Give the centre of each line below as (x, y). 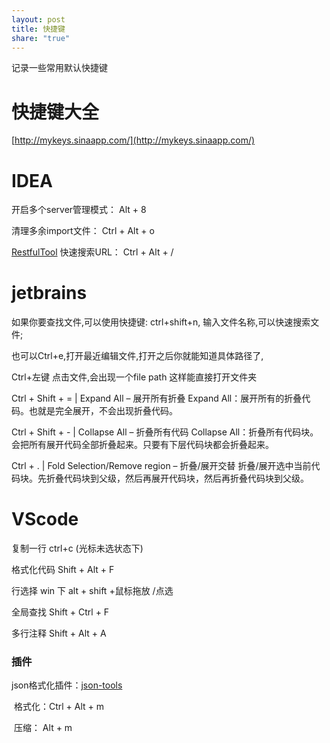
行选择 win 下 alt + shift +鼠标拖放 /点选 (92, 591)
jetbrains (49, 293)
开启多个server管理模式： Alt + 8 (79, 210)
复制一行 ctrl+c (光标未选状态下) (77, 548)
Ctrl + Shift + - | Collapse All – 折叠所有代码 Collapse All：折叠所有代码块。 (165, 432)
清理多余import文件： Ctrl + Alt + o (83, 231)
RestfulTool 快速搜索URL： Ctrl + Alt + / (92, 252)
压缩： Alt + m (43, 728)
